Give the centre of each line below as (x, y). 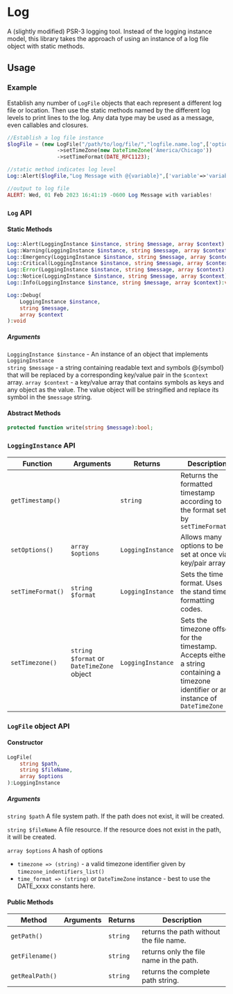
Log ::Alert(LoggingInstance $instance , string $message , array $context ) (116, 244)
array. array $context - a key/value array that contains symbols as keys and (115, 382)
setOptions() (32, 550)
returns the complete (176, 972)
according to (201, 501)
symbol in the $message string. (50, 397)
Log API (20, 212)
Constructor (25, 743)
